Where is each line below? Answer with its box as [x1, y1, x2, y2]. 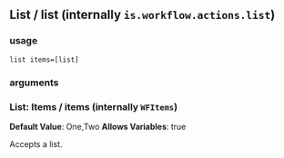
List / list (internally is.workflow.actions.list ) [9, 7, 276, 23]
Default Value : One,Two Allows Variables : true [9, 121, 187, 132]
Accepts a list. [9, 138, 63, 149]
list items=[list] [9, 54, 79, 64]
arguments [9, 76, 59, 89]
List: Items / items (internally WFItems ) [9, 100, 178, 113]
